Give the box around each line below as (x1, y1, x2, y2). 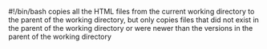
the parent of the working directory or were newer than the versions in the (8, 24, 253, 32)
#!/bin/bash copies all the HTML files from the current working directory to (8, 7, 255, 16)
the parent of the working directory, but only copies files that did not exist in (8, 15, 259, 24)
